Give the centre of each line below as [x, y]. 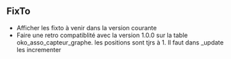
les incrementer [39, 49]
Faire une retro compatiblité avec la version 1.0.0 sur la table [102, 35]
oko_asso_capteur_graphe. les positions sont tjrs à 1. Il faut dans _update [120, 42]
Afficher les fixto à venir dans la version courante [86, 27]
